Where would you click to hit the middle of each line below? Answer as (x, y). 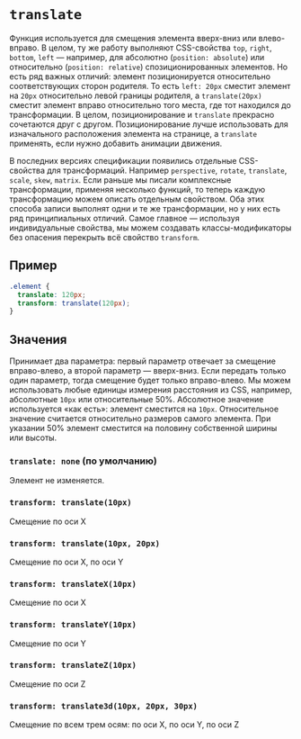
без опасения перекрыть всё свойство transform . (105, 237)
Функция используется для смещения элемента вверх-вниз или (133, 38)
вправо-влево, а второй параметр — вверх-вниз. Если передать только (148, 371)
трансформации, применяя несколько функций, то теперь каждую (137, 189)
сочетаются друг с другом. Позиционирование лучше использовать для (149, 124)
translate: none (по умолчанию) (83, 461)
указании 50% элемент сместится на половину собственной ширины (143, 428)
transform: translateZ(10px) (73, 665)
